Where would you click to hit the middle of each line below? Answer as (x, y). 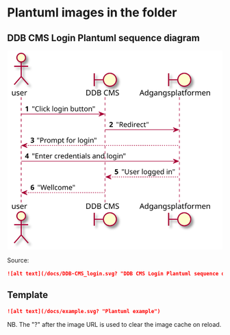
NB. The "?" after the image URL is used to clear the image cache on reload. (114, 325)
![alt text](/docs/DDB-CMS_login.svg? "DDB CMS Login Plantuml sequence (113, 273)
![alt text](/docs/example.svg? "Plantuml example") (84, 312)
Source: (18, 260)
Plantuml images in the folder (92, 13)
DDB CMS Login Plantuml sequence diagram (103, 38)
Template (28, 295)
